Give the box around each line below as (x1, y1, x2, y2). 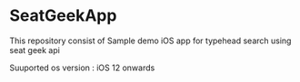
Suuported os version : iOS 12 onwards (9, 62, 155, 73)
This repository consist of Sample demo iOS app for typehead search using (9, 35, 292, 46)
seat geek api (9, 44, 61, 55)
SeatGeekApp (9, 5, 117, 26)
